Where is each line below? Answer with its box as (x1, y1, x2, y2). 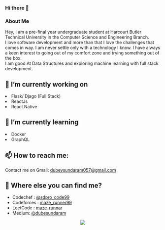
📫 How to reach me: (5, 151, 69, 160)
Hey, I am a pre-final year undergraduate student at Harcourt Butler (5, 29, 142, 35)
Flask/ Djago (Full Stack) (11, 93, 61, 99)
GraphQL (11, 136, 30, 142)
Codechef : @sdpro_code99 (12, 194, 70, 200)
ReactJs (11, 98, 28, 104)
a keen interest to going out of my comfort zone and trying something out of (5, 50, 160, 56)
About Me (5, 17, 30, 24)
